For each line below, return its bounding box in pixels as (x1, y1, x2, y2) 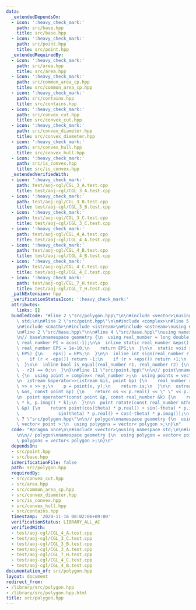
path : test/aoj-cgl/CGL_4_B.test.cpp (16, 248, 108, 254)
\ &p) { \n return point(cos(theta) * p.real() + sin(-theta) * (16, 405, 181, 411)
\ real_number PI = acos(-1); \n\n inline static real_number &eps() (16, 340, 190, 346)
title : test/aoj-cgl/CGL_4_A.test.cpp (16, 237, 111, 242)
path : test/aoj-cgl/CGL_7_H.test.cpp (16, 280, 108, 286)
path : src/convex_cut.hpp (16, 112, 80, 117)
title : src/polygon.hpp (6, 595, 64, 601)
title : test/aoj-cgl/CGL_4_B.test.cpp (16, 253, 111, 259)
